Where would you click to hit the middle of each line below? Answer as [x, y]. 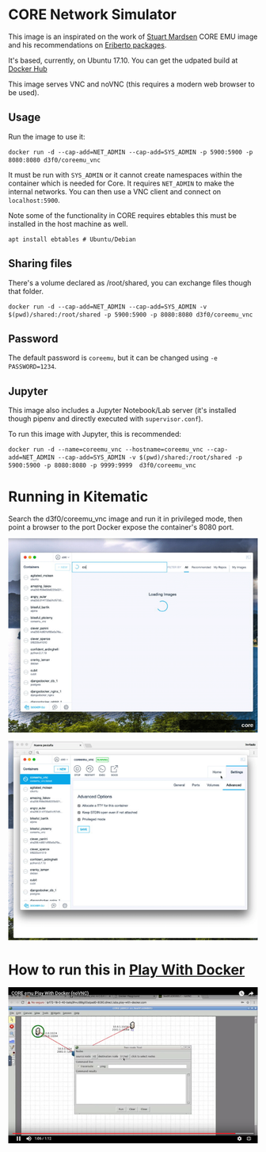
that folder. [26, 291]
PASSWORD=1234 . [32, 366]
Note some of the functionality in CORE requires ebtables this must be [123, 215]
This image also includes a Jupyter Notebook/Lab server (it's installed [122, 411]
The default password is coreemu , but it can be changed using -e [113, 358]
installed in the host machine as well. [68, 224]
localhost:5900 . [34, 200]
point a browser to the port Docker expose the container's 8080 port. [121, 527]
